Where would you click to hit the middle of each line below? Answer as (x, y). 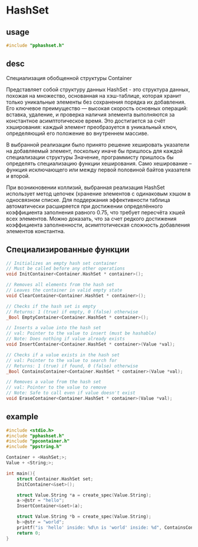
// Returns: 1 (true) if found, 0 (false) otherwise (72, 366)
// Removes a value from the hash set (54, 382)
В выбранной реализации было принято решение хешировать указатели (98, 144)
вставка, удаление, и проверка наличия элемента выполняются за (90, 114)
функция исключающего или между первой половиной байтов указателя (98, 170)
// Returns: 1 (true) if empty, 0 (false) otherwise (72, 312)
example (22, 417)
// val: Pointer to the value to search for (62, 360)
